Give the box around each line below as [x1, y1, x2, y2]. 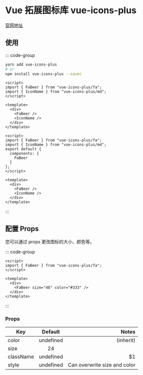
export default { [5, 147, 42, 152]
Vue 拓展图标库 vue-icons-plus [5, 5, 137, 16]
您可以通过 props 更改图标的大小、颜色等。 [5, 239, 94, 245]
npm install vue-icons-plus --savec [5, 71, 82, 76]
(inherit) [116, 337, 135, 344]
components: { [10, 151, 39, 156]
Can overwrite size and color [67, 361, 135, 368]
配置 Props [5, 224, 39, 233]
